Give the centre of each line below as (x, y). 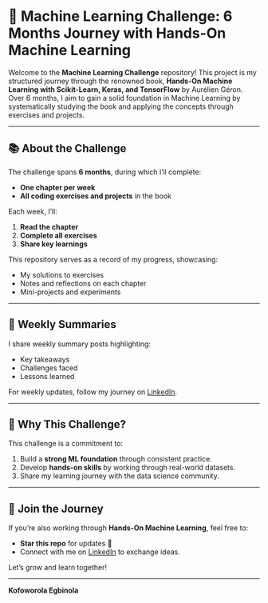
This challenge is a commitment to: (66, 444)
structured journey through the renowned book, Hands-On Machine (120, 81)
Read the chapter (49, 226)
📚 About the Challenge (67, 148)
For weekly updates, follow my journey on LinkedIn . (93, 392)
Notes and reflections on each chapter (83, 283)
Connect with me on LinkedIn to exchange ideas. (100, 552)
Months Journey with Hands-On (117, 33)
